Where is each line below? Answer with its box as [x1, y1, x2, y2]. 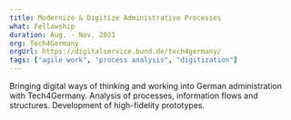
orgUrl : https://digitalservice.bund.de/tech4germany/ [9, 47, 222, 56]
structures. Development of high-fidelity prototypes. [9, 100, 206, 110]
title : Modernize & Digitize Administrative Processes [9, 13, 222, 23]
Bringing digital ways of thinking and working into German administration [9, 81, 282, 91]
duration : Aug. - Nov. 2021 [9, 30, 116, 39]
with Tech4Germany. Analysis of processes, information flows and [9, 90, 259, 101]
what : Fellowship [9, 22, 75, 31]
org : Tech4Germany [9, 38, 79, 48]
